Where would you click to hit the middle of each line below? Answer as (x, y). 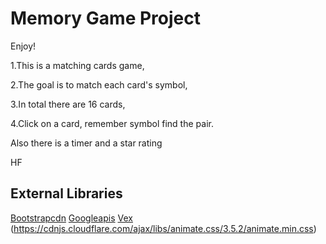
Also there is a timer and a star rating (86, 143)
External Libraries (66, 193)
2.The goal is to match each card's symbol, (99, 84)
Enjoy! (23, 46)
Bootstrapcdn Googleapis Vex (71, 218)
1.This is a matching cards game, (77, 65)
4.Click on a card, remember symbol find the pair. (112, 123)
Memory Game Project (105, 18)
